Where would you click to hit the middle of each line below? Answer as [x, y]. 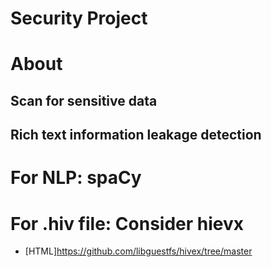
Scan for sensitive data [84, 100]
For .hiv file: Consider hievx [127, 223]
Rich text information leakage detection [136, 135]
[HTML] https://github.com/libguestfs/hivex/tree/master [138, 251]
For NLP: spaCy [76, 178]
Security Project [79, 18]
